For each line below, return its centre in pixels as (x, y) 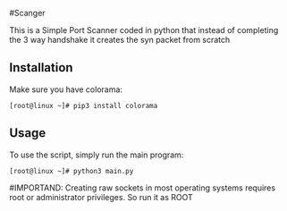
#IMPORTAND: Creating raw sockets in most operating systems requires (142, 188)
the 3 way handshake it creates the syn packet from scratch (120, 40)
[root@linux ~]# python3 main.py (72, 171)
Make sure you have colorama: (66, 89)
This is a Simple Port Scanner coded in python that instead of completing (144, 30)
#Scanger (28, 13)
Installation (41, 68)
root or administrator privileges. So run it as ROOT (101, 197)
